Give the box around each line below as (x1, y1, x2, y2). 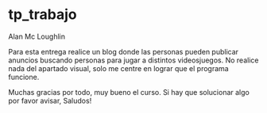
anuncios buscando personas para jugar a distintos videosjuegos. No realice (8, 55, 259, 65)
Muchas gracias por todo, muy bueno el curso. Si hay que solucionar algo (8, 87, 250, 96)
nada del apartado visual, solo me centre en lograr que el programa (8, 63, 229, 73)
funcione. (8, 72, 40, 81)
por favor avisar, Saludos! (8, 96, 92, 105)
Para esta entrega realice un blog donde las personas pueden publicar (8, 47, 239, 56)
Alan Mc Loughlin (8, 32, 66, 41)
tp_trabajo (8, 6, 77, 24)
